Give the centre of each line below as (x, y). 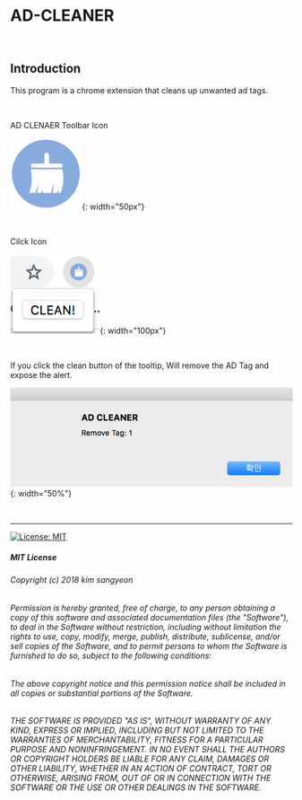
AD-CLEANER (62, 16)
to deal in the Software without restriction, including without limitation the (146, 627)
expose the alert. (41, 374)
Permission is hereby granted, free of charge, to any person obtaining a (143, 608)
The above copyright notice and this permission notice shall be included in (148, 683)
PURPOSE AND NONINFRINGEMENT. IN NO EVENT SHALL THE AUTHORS (148, 750)
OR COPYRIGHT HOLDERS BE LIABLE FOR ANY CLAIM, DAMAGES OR (140, 759)
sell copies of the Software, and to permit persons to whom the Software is (149, 646)
